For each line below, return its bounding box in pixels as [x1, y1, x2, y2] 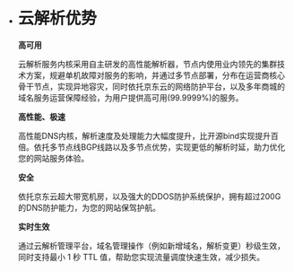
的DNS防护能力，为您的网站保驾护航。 [17, 202, 161, 213]
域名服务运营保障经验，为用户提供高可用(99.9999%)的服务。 [17, 92, 244, 103]
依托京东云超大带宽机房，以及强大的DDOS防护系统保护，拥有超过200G [17, 190, 281, 202]
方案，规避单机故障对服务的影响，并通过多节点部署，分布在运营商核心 [25, 69, 285, 81]
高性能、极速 [17, 111, 65, 122]
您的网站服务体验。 [17, 153, 90, 163]
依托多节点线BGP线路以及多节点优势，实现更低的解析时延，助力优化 [33, 141, 286, 153]
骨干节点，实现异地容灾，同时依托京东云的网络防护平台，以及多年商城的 [17, 81, 285, 92]
